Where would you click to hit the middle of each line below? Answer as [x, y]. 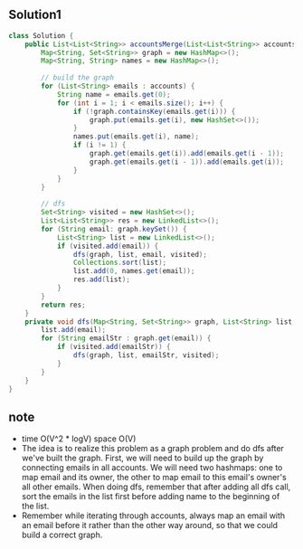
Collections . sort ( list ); [120, 263]
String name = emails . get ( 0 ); [114, 94]
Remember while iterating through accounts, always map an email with [153, 516]
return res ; [64, 305]
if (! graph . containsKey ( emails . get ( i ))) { [154, 111]
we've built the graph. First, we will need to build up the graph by [142, 458]
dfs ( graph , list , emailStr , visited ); [146, 355]
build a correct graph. [62, 535]
